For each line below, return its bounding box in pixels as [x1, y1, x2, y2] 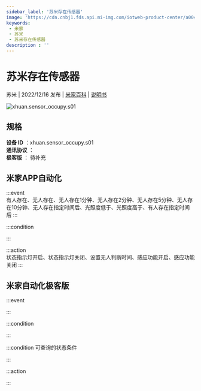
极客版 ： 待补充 [6, 154, 46, 161]
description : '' [6, 43, 50, 49]
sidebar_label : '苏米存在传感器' [6, 8, 83, 15]
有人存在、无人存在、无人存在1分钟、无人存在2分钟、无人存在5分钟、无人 [6, 196, 188, 204]
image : [6, 14, 23, 20]
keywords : [6, 20, 31, 26]
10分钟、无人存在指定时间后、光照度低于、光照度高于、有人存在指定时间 [11, 204, 190, 211]
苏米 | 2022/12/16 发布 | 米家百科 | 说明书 [6, 91, 107, 98]
